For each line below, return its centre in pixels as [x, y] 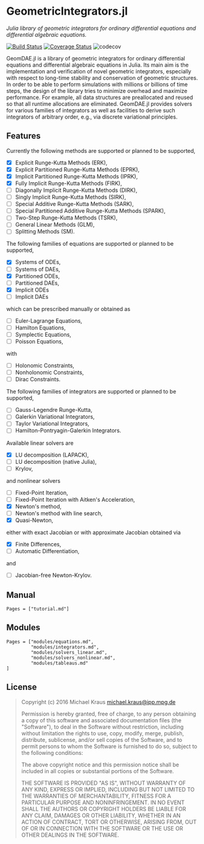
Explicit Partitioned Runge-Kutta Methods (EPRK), [77, 169]
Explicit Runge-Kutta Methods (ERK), [61, 163]
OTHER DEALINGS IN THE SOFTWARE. [70, 835]
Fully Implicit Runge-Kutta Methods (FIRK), [69, 183]
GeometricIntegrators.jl [67, 11]
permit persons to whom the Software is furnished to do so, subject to [109, 746]
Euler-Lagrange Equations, [48, 321]
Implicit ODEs [32, 290]
